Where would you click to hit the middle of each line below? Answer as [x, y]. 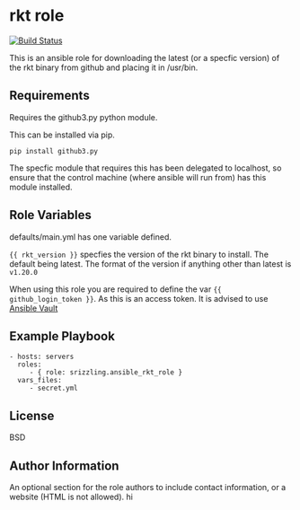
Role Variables [50, 215]
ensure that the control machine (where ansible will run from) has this [138, 177]
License [32, 415]
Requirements [49, 96]
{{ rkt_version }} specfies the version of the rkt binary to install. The [139, 254]
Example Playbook [62, 336]
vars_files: [40, 381]
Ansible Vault [34, 308]
